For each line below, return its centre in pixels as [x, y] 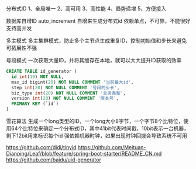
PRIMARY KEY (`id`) [35, 104]
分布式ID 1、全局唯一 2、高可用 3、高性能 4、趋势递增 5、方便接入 [86, 8]
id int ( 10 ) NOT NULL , [38, 77]
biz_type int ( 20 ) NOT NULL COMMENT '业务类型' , [68, 93]
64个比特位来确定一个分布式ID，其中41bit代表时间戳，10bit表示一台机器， [100, 128]
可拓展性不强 [21, 48]
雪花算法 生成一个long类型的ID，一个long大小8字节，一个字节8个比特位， [95, 121]
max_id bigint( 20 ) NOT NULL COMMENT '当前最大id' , [73, 82]
